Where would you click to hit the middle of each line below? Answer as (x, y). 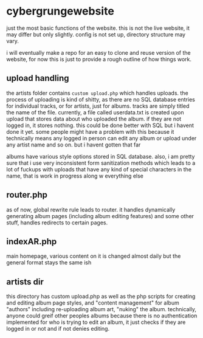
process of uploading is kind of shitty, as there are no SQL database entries (101, 99)
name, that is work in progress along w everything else (75, 176)
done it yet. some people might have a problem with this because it (90, 131)
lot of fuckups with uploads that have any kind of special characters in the (99, 169)
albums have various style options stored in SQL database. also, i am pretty (101, 156)
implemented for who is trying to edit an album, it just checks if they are (96, 322)
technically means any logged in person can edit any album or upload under (101, 138)
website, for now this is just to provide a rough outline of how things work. (99, 59)
